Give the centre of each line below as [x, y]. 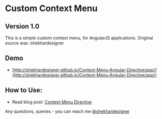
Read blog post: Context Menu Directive [52, 102]
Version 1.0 [22, 26]
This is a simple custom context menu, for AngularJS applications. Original [79, 38]
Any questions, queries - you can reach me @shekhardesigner [67, 111]
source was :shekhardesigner [35, 43]
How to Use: [24, 90]
